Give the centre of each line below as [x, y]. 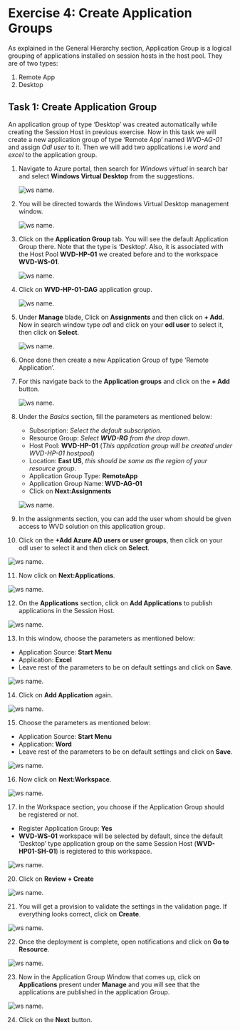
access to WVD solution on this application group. [92, 526]
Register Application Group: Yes [65, 828]
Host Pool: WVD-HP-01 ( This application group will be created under [131, 445]
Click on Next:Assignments [70, 491]
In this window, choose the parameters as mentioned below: [106, 638]
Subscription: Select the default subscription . [95, 430]
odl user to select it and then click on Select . [84, 547]
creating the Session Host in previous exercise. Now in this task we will [112, 132]
